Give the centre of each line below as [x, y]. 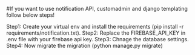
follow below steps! [31, 15]
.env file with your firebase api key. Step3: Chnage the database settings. [97, 39]
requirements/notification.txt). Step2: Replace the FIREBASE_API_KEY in [96, 33]
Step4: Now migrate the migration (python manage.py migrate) [85, 45]
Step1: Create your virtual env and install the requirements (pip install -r [95, 27]
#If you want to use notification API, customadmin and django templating [97, 9]
